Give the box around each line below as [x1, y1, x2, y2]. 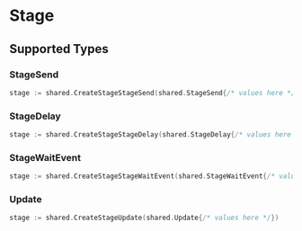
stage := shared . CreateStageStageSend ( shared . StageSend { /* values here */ [9, 88, 296, 97]
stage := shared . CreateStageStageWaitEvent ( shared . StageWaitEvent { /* [9, 172, 276, 181]
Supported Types [9, 41, 110, 57]
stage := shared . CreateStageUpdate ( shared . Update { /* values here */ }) [9, 213, 280, 223]
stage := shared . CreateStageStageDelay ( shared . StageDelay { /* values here [9, 130, 292, 139]
